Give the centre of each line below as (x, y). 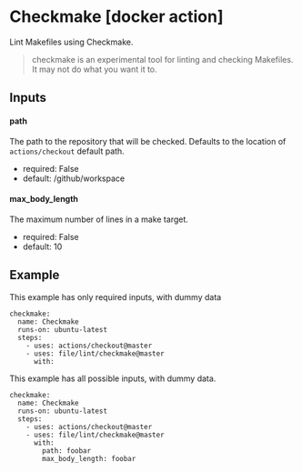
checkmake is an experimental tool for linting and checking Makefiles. (162, 59)
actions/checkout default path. (67, 151)
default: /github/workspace (74, 178)
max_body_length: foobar (89, 458)
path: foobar (67, 451)
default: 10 (42, 246)
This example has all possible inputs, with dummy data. (113, 378)
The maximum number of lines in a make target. (99, 219)
